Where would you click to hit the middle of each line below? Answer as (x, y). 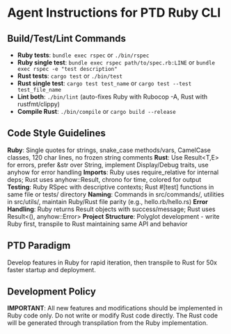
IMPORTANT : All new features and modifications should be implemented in (115, 308)
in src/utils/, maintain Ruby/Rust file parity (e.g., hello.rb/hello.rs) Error (108, 201)
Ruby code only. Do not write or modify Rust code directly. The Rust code (112, 316)
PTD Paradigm (39, 245)
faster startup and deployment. (51, 269)
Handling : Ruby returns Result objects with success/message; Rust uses (111, 209)
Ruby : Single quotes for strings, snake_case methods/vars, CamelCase (109, 150)
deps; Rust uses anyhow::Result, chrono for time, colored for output (104, 179)
